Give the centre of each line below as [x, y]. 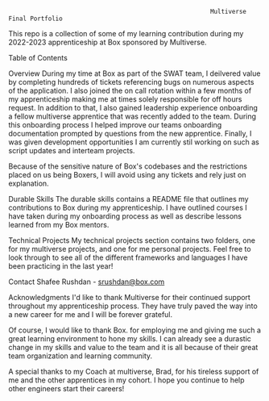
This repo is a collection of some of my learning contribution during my [126, 33]
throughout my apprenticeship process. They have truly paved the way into [133, 306]
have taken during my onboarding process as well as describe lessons [125, 216]
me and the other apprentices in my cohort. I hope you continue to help [126, 380]
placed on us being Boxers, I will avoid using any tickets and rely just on [128, 175]
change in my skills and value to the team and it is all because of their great [133, 347]
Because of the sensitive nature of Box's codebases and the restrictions [128, 166]
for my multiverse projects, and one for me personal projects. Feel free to [130, 249]
